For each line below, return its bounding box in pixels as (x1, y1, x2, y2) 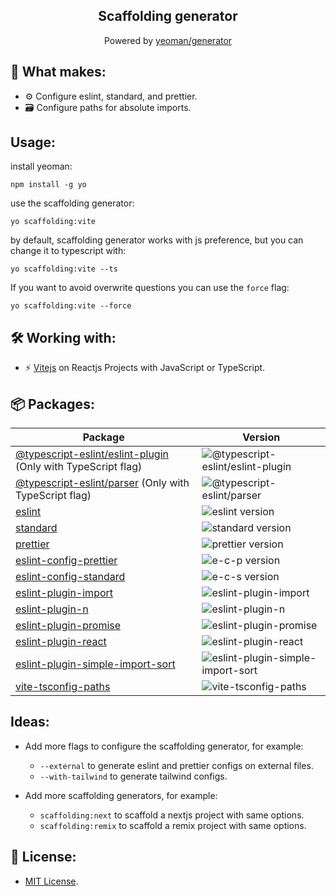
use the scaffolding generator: (10, 197, 135, 209)
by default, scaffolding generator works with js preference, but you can (10, 234, 304, 246)
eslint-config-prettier (15, 554, 118, 568)
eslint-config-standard (15, 570, 126, 584)
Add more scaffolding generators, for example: (24, 789, 218, 801)
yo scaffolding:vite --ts (10, 264, 118, 274)
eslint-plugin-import (15, 586, 114, 600)
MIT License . (24, 875, 79, 887)
